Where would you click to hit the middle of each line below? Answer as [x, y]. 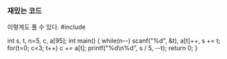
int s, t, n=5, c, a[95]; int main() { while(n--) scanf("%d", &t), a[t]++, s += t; [114, 41]
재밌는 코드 [25, 10]
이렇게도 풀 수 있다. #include [46, 27]
